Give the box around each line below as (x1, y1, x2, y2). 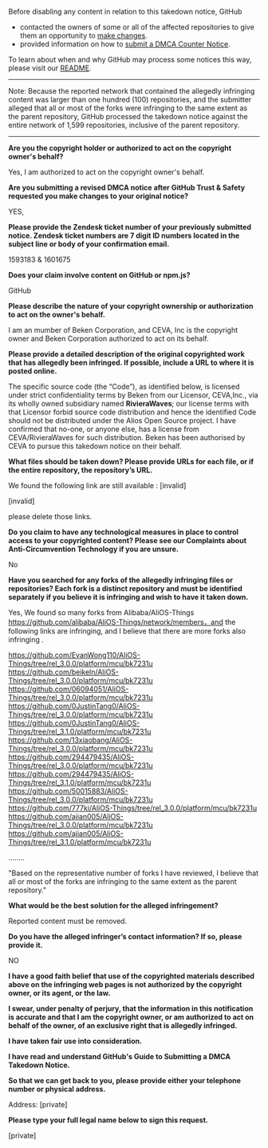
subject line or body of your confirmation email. (8, 239, 170, 249)
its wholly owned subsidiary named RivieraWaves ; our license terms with (8, 399, 250, 408)
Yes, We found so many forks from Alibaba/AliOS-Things (8, 608, 195, 617)
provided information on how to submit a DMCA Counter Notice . (19, 39, 231, 49)
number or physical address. (8, 1084, 106, 1094)
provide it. (8, 940, 43, 950)
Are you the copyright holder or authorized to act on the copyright (8, 143, 232, 153)
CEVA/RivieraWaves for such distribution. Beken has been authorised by (8, 433, 246, 442)
